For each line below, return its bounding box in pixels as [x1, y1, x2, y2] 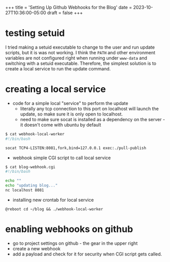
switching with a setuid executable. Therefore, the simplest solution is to [5, 60, 156, 66]
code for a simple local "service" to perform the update [12, 100, 128, 106]
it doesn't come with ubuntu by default [20, 122, 101, 128]
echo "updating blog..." [5, 183, 58, 188]
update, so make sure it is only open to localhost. [20, 111, 123, 117]
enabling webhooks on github [5, 223, 133, 235]
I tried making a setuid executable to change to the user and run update [5, 44, 155, 50]
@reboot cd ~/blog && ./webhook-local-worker [5, 206, 103, 212]
